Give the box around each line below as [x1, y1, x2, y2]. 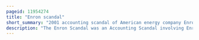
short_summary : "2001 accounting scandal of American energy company [6, 19, 182, 25]
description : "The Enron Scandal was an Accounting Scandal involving [6, 25, 184, 31]
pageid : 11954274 [6, 8, 49, 15]
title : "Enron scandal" [6, 14, 65, 20]
